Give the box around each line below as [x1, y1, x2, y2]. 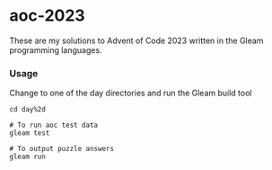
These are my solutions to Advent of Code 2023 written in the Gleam [9, 35, 264, 46]
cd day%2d [9, 105, 47, 114]
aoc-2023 [9, 5, 85, 26]
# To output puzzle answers [9, 145, 115, 154]
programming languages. [9, 44, 102, 55]
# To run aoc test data [9, 121, 99, 130]
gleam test [9, 129, 50, 138]
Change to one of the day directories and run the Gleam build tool [9, 87, 252, 99]
